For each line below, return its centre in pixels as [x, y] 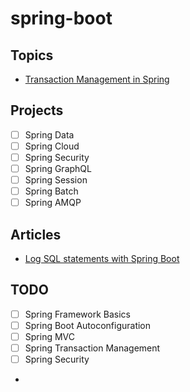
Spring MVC [49, 336]
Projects [37, 110]
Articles [36, 234]
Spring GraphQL [58, 168]
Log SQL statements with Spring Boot [102, 259]
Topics [32, 55]
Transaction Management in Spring [97, 79]
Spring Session [56, 180]
